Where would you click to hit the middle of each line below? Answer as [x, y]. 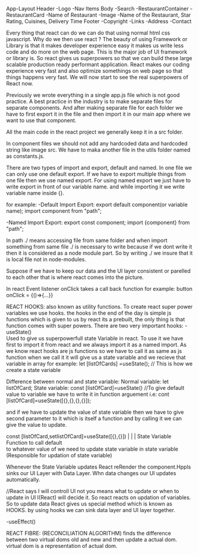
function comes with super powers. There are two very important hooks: [95, 325]
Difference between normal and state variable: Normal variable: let [88, 382]
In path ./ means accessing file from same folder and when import [87, 240]
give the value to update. [37, 425]
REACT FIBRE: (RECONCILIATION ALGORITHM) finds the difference [89, 533]
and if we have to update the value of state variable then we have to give [95, 412]
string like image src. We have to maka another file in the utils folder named [98, 150]
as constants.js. [25, 156]
